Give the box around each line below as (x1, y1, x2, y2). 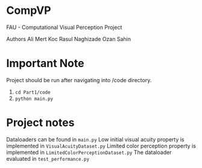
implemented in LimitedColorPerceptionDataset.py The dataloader (6, 149, 172, 156)
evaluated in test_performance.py (6, 155, 89, 162)
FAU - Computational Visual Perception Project (6, 24, 122, 31)
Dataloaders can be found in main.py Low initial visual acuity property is (6, 135, 185, 143)
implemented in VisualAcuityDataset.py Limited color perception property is (6, 142, 196, 149)
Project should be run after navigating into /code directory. (6, 76, 152, 83)
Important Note (6, 57, 84, 70)
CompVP (6, 4, 51, 18)
